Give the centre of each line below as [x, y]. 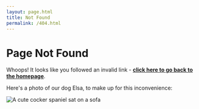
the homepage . [26, 76]
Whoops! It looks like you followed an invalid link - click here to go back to [100, 70]
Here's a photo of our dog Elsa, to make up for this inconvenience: [89, 88]
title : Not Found [28, 18]
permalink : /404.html [34, 23]
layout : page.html [30, 12]
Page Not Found [47, 53]
